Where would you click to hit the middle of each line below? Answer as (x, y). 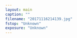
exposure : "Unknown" (27, 28)
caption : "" (17, 14)
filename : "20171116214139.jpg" (39, 19)
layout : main (19, 10)
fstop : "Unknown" (23, 23)
